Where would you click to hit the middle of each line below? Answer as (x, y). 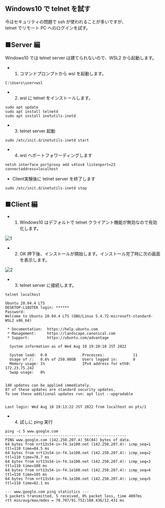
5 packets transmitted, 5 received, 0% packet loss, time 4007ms (73, 496)
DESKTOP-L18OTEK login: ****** (37, 308)
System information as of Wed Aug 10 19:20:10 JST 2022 (68, 347)
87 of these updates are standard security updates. (60, 390)
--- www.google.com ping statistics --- (47, 492)
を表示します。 (35, 260)
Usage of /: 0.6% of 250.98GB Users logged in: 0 (72, 359)
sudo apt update (22, 107)
